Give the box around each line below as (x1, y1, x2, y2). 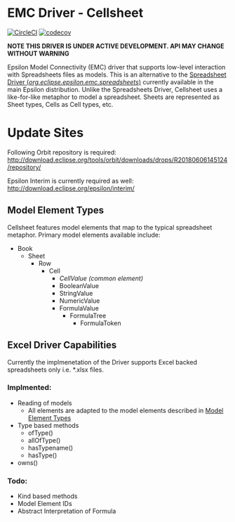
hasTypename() (27, 443, 74, 452)
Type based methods (17, 421, 79, 429)
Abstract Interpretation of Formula (17, 507, 116, 516)
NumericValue (59, 296, 100, 305)
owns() (17, 458, 39, 466)
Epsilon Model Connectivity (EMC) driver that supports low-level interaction (7, 63, 226, 71)
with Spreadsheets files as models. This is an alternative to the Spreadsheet (7, 70, 227, 79)
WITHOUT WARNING (7, 49, 69, 58)
